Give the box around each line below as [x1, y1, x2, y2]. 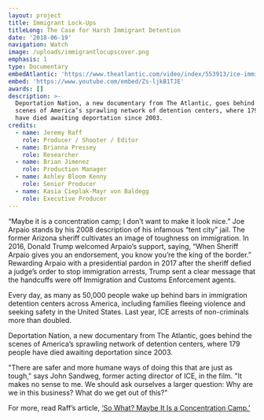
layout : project [8, 11, 61, 20]
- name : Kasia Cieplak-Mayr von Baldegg [15, 187, 149, 195]
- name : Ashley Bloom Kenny [15, 173, 108, 181]
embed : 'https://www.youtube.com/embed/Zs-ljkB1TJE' [8, 77, 185, 85]
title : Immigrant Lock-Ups [8, 19, 97, 27]
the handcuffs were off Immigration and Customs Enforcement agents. [8, 275, 236, 284]
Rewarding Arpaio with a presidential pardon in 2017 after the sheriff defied [8, 258, 251, 268]
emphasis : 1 [8, 56, 47, 64]
